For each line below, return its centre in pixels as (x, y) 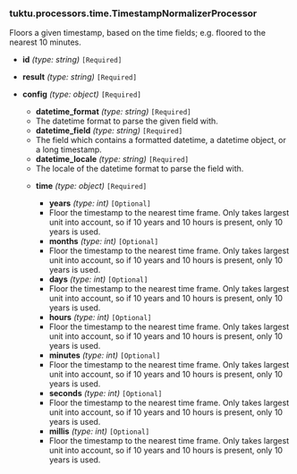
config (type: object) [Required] (81, 94)
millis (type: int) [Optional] (99, 431)
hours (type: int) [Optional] (100, 317)
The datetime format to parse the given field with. (127, 121)
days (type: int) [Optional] (98, 279)
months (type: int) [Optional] (104, 241)
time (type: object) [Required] (91, 186)
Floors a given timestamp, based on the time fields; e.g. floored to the (138, 33)
